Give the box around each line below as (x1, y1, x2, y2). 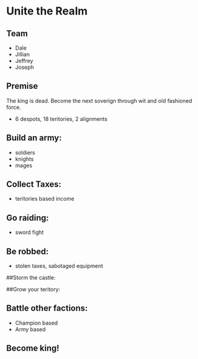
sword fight (15, 228, 44, 236)
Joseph (15, 63, 35, 71)
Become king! (6, 343, 59, 354)
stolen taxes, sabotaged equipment (15, 262, 104, 270)
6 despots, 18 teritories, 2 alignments (15, 115, 108, 122)
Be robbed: (6, 246, 49, 256)
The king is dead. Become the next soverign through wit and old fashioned (6, 97, 193, 104)
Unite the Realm (6, 4, 88, 18)
